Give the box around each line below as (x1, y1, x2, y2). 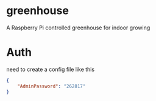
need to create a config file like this (6, 65, 95, 73)
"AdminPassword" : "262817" (17, 83, 86, 89)
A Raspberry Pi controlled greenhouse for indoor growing (6, 24, 151, 31)
